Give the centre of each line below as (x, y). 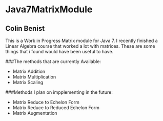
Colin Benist (25, 28)
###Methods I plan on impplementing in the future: (59, 92)
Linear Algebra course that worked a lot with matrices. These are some (80, 46)
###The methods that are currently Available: (53, 62)
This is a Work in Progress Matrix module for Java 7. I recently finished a (81, 41)
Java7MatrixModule (49, 9)
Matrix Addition (29, 71)
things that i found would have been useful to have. (59, 52)
